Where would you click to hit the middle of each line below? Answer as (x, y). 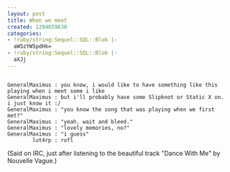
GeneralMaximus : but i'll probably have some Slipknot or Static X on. (116, 97)
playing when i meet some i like (56, 91)
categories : (25, 33)
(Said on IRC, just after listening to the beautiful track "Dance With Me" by (114, 153)
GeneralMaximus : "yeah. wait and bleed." (70, 121)
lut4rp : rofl (53, 140)
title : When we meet (38, 20)
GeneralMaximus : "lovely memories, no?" (69, 128)
